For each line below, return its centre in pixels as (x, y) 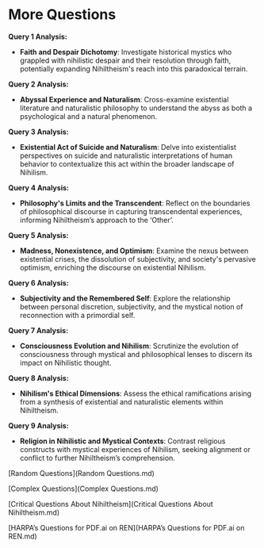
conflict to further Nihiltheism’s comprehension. (98, 458)
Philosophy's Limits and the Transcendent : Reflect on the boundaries (135, 203)
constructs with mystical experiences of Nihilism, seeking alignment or (135, 449)
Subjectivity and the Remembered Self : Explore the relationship (125, 298)
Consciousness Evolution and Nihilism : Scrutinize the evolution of (129, 346)
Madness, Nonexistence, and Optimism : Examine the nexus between (134, 251)
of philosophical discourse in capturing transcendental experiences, (131, 211)
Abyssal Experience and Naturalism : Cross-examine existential (124, 99)
